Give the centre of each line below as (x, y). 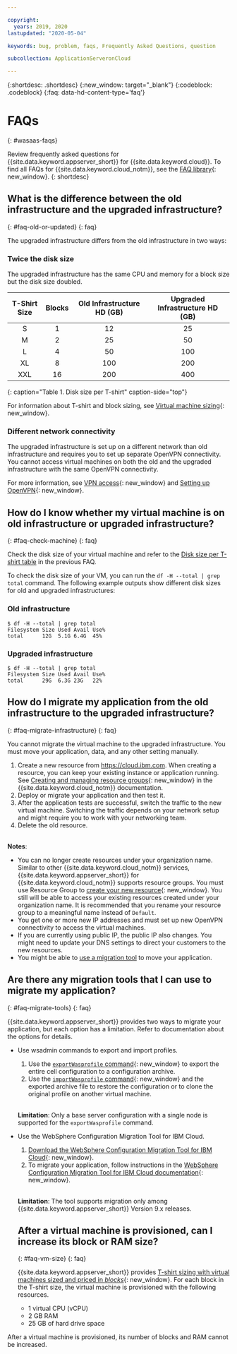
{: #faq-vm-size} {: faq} (52, 1259)
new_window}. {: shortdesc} (48, 176)
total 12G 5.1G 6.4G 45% (55, 636)
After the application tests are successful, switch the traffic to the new (120, 803)
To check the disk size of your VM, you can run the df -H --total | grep (114, 575)
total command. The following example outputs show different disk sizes (114, 583)
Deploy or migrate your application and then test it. (91, 795)
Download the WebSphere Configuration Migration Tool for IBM (120, 1150)
